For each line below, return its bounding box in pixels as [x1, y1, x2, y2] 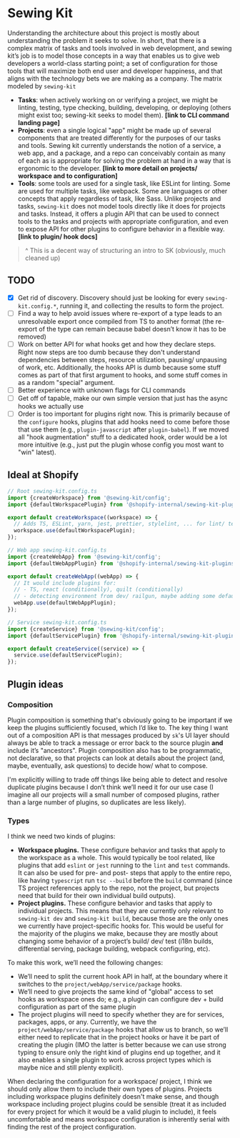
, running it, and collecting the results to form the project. [56, 301, 224, 310]
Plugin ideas [7, 678, 64, 690]
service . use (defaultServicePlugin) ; [14, 652, 123, 659]
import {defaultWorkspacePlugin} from [7, 501, 123, 508]
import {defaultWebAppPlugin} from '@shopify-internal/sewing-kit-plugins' [7, 559, 238, 567]
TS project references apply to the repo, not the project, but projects [17, 884, 220, 892]
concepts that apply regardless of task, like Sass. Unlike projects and [17, 194, 221, 203]
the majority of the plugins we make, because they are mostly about [17, 929, 218, 938]
